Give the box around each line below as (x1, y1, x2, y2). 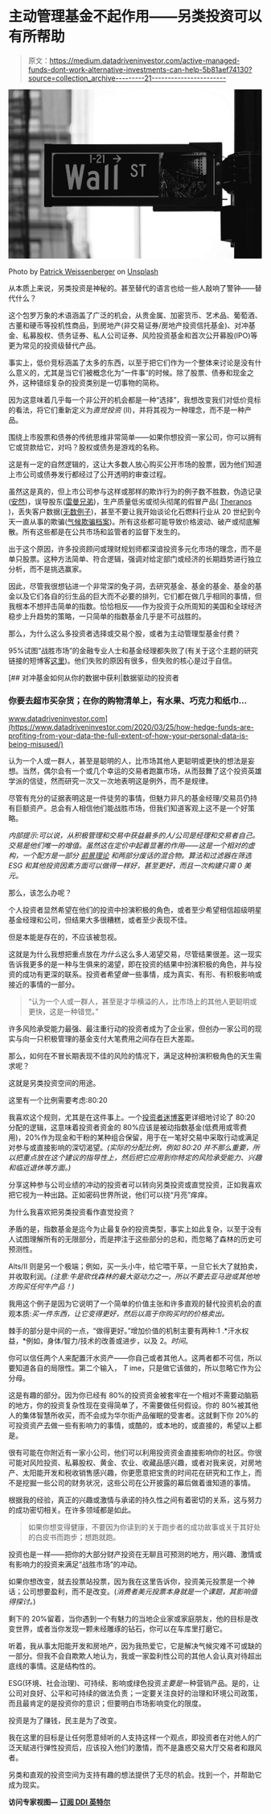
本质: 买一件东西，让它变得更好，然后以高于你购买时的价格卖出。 (14, 1309, 229, 1319)
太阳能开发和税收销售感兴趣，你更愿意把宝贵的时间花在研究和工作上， (22, 1468, 255, 1478)
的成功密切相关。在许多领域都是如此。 (8, 1505, 135, 1515)
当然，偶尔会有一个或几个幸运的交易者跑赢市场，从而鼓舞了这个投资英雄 (22, 766, 262, 776)
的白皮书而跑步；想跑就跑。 (27, 1532, 121, 1543)
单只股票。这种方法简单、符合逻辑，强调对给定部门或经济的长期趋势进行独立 (8, 554, 262, 564)
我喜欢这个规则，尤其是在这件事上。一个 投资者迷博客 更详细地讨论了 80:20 (8, 1112, 256, 1122)
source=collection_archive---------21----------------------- (27, 73, 227, 83)
